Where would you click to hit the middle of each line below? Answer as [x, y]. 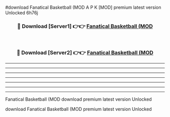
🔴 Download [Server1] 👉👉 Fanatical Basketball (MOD [85, 26]
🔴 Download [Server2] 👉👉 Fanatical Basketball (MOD [85, 53]
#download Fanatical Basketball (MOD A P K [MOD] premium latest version [83, 7]
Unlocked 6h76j [22, 13]
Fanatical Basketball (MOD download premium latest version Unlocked [78, 99]
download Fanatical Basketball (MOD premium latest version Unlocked [78, 109]
